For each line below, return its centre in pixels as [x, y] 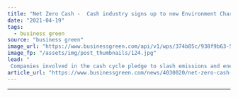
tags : [15, 27]
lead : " [19, 60]
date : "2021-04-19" [36, 20]
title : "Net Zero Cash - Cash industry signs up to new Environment [112, 14]
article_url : [27, 72]
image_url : [23, 46]
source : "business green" [45, 40]
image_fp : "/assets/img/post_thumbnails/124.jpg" [82, 53]
